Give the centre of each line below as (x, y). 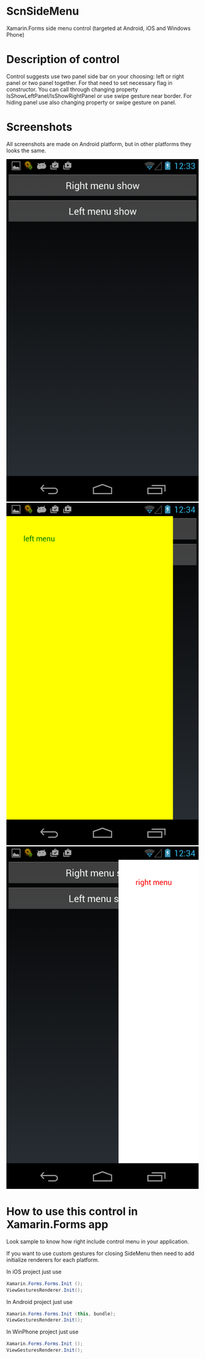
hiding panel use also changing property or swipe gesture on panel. (92, 102)
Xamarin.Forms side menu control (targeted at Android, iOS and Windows (99, 28)
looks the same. (26, 150)
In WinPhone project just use (42, 1332)
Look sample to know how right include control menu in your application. (98, 1241)
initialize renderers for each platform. (53, 1260)
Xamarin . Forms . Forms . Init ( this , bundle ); (61, 1314)
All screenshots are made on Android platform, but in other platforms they (99, 144)
